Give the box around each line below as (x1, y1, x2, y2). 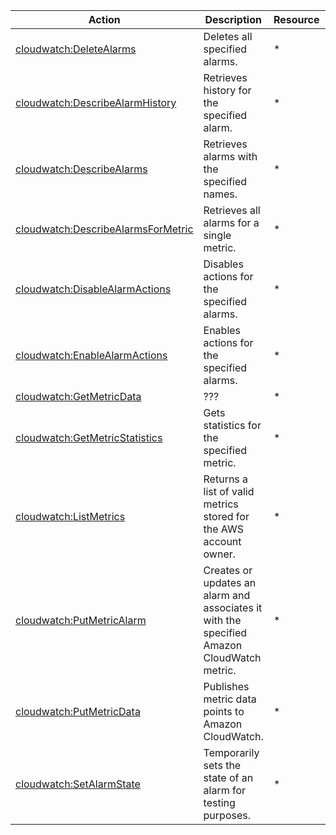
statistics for (203, 419, 262, 432)
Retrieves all (203, 204, 261, 217)
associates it (203, 601, 263, 614)
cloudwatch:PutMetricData (15, 705, 141, 718)
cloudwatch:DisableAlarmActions (15, 282, 172, 296)
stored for (203, 510, 250, 523)
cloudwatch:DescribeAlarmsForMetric (15, 222, 194, 236)
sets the (203, 759, 242, 772)
